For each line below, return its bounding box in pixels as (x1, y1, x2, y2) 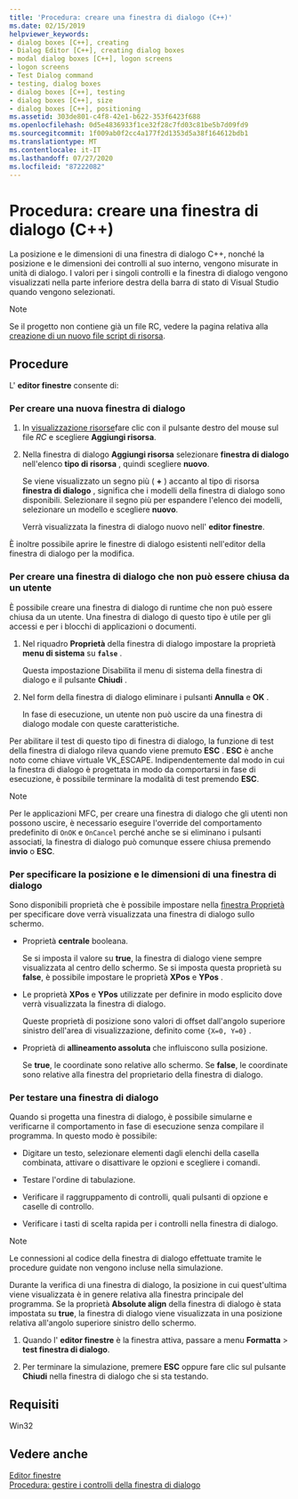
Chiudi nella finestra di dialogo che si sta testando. (21, 1371, 209, 1381)
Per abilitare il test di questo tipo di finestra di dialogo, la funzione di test (9, 736, 274, 746)
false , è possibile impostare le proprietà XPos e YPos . (21, 972, 224, 982)
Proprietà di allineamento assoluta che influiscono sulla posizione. (21, 1043, 269, 1054)
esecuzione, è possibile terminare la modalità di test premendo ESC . (9, 773, 260, 784)
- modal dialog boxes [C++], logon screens (9, 54, 173, 63)
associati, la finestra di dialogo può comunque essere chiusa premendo (9, 836, 271, 847)
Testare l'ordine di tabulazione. (21, 1175, 136, 1185)
